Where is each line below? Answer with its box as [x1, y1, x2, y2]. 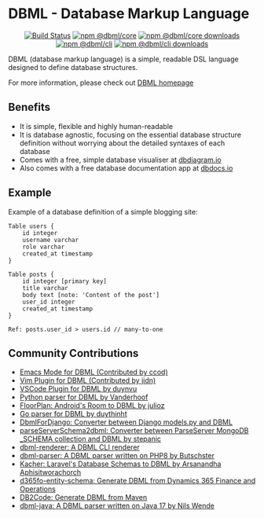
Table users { [8, 222, 55, 230]
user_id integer [22, 298, 76, 306]
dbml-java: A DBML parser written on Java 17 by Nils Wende [19, 501, 214, 511]
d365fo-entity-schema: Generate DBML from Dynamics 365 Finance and [19, 476, 256, 486]
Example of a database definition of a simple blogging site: [8, 207, 198, 216]
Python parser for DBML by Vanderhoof [19, 392, 148, 402]
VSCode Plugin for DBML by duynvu [19, 384, 137, 394]
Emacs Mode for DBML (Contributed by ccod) [19, 367, 169, 377]
